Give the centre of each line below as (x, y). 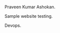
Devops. (13, 25)
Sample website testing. (29, 16)
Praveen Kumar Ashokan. (30, 7)
